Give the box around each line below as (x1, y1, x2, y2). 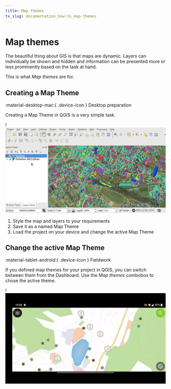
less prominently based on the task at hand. (5, 64, 97, 70)
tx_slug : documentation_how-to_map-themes (5, 13, 97, 19)
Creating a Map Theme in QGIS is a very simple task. (5, 112, 116, 118)
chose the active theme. (5, 278, 56, 284)
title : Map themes (5, 8, 44, 13)
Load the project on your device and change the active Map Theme (12, 228, 154, 235)
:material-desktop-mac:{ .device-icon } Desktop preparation (5, 102, 132, 108)
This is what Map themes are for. (5, 74, 74, 80)
